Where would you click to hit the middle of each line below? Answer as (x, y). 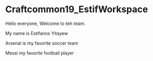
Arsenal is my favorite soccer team (42, 43)
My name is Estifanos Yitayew (37, 33)
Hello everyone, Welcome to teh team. (45, 23)
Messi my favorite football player (40, 53)
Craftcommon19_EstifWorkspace (77, 9)
